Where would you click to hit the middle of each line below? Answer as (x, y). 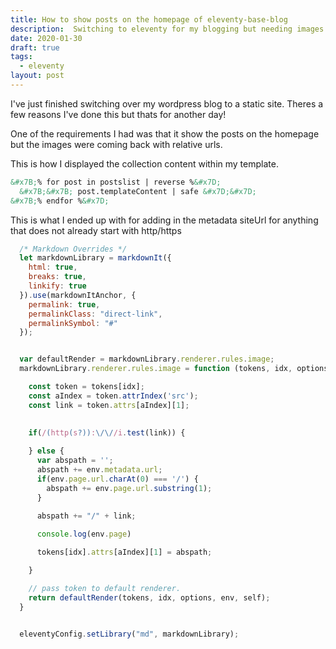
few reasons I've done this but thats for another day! (118, 114)
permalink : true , (64, 304)
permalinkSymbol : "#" (73, 323)
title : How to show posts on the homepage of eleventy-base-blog (149, 19)
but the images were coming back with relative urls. (116, 144)
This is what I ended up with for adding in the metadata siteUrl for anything (164, 220)
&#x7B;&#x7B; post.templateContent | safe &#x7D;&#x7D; (138, 191)
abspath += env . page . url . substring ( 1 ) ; (129, 488)
